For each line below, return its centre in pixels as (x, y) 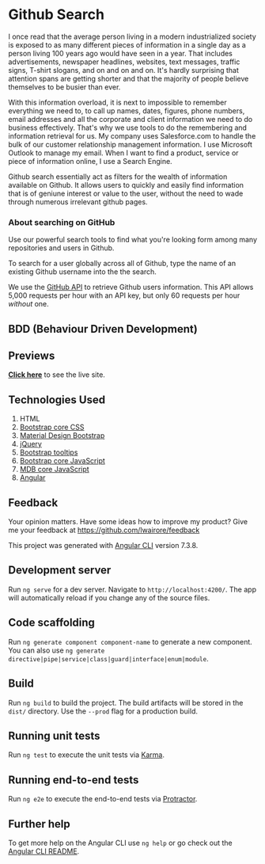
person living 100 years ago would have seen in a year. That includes (121, 53)
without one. (28, 304)
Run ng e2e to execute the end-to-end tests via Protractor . (103, 799)
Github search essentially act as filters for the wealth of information (118, 177)
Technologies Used (57, 400)
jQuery (30, 444)
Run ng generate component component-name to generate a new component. (131, 641)
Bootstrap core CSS (52, 427)
